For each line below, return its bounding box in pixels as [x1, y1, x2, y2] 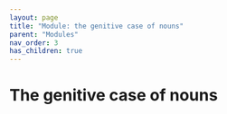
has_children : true [9, 47, 83, 56]
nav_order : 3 [9, 38, 59, 48]
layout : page [9, 13, 59, 22]
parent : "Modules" [9, 30, 79, 39]
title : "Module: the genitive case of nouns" [9, 22, 184, 31]
